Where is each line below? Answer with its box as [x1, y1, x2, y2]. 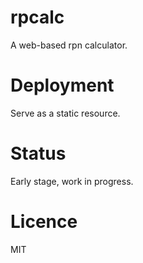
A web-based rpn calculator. [10, 39, 128, 51]
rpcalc [10, 6, 65, 29]
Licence [10, 211, 78, 233]
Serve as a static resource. [10, 107, 121, 119]
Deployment [10, 74, 115, 97]
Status [10, 142, 67, 165]
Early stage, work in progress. [10, 175, 134, 187]
